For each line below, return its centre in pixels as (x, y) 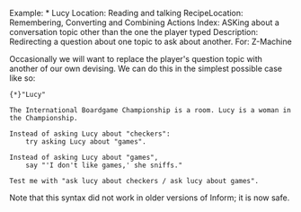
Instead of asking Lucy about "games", (84, 157)
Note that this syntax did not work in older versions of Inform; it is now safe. (150, 198)
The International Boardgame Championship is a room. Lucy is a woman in (150, 110)
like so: (22, 78)
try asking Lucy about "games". (86, 142)
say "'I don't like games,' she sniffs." (104, 165)
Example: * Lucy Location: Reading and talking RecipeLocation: (127, 13)
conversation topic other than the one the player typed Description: (134, 32)
